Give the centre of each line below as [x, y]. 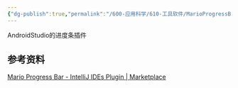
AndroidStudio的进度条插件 [47, 35]
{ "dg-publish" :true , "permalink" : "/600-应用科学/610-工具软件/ [97, 14]
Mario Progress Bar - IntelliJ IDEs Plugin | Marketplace [87, 77]
